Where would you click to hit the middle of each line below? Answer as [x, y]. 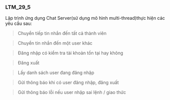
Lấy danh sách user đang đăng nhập [56, 73]
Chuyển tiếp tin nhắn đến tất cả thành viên [62, 34]
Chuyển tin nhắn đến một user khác [55, 43]
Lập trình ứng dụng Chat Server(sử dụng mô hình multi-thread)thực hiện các [85, 18]
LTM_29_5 [18, 7]
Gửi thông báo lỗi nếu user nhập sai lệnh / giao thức [72, 92]
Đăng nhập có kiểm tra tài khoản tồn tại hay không [70, 53]
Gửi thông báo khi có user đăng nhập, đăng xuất [68, 83]
